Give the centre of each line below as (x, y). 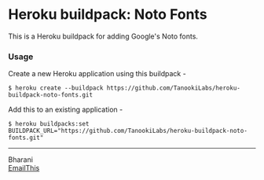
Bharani (21, 160)
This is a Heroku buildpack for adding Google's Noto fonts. (103, 36)
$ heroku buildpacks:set (49, 124)
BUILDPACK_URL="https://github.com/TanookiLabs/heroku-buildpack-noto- (128, 131)
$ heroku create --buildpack (56, 88)
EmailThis (24, 168)
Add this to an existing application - (66, 110)
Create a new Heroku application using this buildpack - (97, 74)
